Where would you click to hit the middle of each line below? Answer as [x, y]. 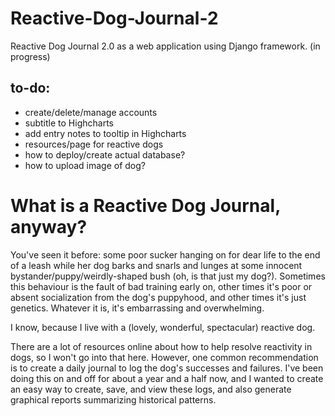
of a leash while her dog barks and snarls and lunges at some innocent [156, 265]
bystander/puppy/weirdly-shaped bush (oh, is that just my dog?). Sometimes [168, 276]
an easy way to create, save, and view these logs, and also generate [151, 389]
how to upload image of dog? [85, 165]
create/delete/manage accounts [91, 112]
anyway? [49, 226]
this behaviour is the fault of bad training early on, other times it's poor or [161, 286]
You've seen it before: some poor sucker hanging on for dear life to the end [165, 254]
